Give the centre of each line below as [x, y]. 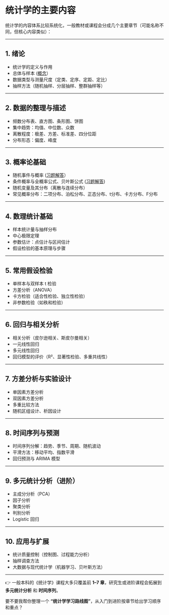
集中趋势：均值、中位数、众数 [43, 127]
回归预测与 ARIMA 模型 [36, 459]
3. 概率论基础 [26, 162]
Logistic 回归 [26, 519]
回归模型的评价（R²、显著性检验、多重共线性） [61, 357]
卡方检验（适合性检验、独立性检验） [50, 296]
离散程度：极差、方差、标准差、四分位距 [54, 134]
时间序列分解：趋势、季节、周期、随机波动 [57, 446]
